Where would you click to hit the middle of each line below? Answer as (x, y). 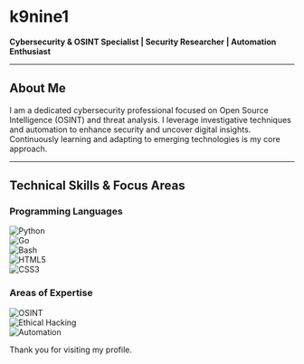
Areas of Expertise (51, 293)
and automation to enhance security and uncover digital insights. (130, 129)
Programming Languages (66, 212)
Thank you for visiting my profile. (71, 350)
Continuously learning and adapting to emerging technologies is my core (145, 139)
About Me (38, 88)
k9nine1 (39, 17)
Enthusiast (30, 51)
